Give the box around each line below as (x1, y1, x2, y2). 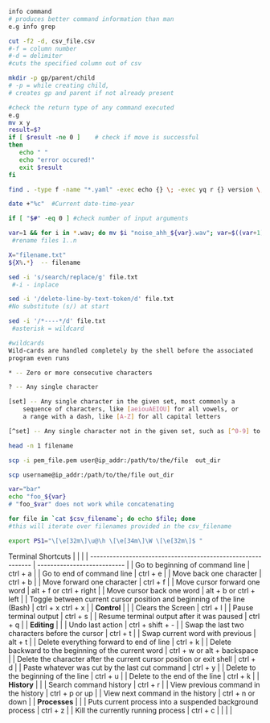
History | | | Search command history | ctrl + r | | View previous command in (8, 680, 260, 689)
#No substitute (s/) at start (8, 303, 110, 311)
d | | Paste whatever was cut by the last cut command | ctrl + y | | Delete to (8, 663, 256, 672)
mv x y (8, 118, 31, 126)
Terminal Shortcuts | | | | (8, 552, 88, 561)
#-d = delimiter (8, 52, 63, 60)
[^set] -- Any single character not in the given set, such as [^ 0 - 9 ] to (8, 427, 261, 435)
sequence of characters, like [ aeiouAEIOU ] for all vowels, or (22, 405, 239, 414)
